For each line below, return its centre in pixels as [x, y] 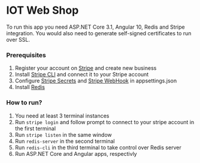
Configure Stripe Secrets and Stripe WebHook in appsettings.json [96, 81]
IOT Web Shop [43, 10]
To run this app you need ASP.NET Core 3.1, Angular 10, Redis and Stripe [96, 27]
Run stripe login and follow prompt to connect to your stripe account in [104, 122]
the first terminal [35, 128]
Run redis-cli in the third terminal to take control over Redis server [98, 147]
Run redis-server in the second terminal [65, 141]
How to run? [24, 103]
